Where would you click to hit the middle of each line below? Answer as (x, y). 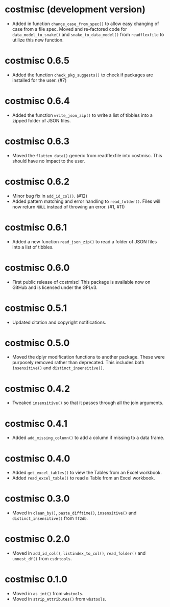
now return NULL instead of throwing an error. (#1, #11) (68, 206)
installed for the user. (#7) (39, 80)
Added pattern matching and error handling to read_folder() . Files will (86, 201)
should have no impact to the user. (48, 161)
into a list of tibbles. (33, 247)
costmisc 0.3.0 (37, 499)
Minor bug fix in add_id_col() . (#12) (50, 196)
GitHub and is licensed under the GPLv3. (55, 287)
